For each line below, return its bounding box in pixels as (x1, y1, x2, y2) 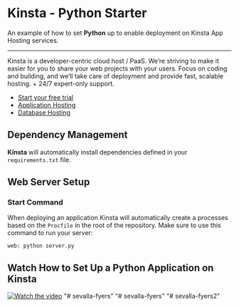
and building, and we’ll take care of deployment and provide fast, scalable (7, 71, 224, 80)
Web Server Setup (7, 176, 90, 188)
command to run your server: (7, 229, 93, 237)
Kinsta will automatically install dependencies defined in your (7, 147, 188, 156)
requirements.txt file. (7, 155, 71, 164)
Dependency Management (7, 129, 128, 141)
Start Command (7, 197, 64, 207)
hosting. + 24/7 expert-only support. (7, 79, 115, 88)
